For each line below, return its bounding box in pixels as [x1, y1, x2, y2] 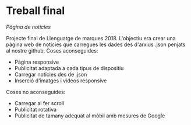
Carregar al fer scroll [14, 99, 65, 106]
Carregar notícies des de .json [14, 71, 87, 78]
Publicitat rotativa [14, 106, 57, 113]
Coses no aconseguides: [6, 88, 66, 95]
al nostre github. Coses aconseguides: [6, 47, 98, 54]
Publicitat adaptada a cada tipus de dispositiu [14, 64, 124, 71]
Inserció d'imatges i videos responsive [14, 77, 107, 84]
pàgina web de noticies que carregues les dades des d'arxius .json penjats [6, 41, 186, 48]
